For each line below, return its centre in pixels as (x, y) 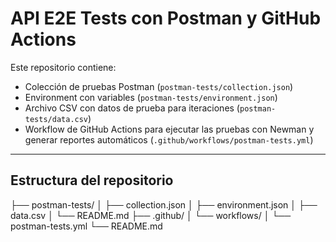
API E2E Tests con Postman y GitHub (166, 18)
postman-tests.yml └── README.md (86, 226)
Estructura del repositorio (92, 180)
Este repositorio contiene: (63, 67)
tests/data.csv (56, 119)
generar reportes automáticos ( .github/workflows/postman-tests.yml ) (169, 139)
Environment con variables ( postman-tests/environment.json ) (151, 97)
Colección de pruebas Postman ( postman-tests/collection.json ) (159, 86)
